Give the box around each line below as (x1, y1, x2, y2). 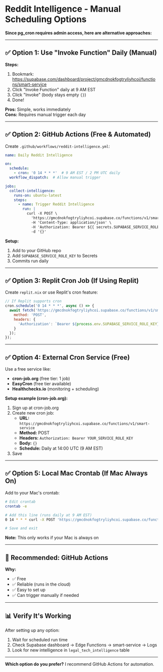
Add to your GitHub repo (12, 247, 62, 253)
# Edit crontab (5, 499, 36, 504)
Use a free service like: (5, 366, 51, 372)
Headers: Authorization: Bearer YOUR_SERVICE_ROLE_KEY (19, 435, 133, 441)
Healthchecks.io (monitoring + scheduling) (12, 386, 99, 392)
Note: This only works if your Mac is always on (5, 535, 99, 541)
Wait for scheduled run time (12, 636, 68, 642)
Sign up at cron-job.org (12, 405, 59, 411)
